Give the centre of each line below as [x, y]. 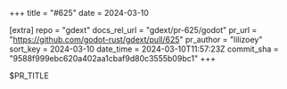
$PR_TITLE [29, 76]
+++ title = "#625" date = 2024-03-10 [79, 13]
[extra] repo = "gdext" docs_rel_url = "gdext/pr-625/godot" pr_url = [133, 30]
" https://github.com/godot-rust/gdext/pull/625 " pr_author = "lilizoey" [136, 40]
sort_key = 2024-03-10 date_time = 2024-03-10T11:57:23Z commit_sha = [144, 49]
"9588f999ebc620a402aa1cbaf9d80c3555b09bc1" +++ [113, 58]
